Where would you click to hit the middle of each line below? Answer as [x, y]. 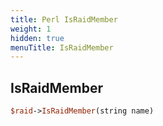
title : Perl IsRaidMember [64, 19]
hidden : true [37, 38]
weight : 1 [31, 29]
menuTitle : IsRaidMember [62, 47]
